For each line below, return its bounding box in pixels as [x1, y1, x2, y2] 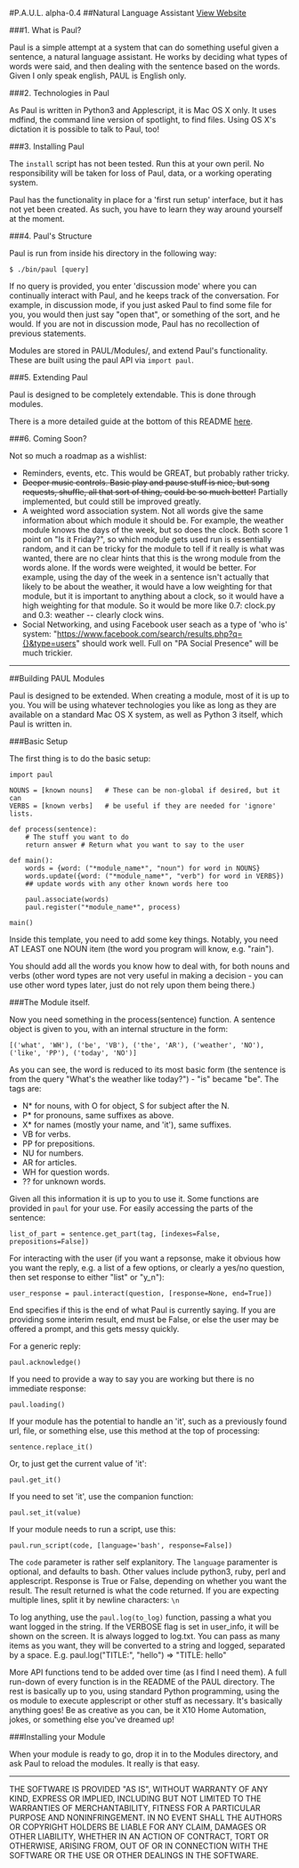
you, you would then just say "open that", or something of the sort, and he [9, 309, 280, 320]
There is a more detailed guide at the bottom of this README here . [9, 416, 254, 426]
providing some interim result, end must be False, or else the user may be [9, 1314, 279, 1325]
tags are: [9, 1084, 42, 1093]
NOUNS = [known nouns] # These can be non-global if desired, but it [9, 786, 280, 795]
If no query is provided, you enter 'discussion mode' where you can [9, 280, 257, 291]
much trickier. [21, 647, 73, 658]
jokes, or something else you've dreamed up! [9, 1714, 175, 1725]
